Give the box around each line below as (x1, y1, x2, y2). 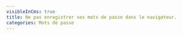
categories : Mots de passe (6, 20, 74, 26)
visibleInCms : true (6, 8, 56, 15)
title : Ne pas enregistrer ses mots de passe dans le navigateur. (6, 14, 177, 20)
